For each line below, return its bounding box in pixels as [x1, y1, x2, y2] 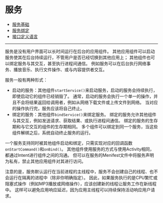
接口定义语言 [12, 34, 38, 39]
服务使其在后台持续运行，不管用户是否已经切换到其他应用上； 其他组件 [5, 54, 147, 60]
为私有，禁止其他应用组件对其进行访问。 [5, 158, 86, 164]
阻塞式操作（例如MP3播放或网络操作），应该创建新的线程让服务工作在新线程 [5, 181, 157, 186]
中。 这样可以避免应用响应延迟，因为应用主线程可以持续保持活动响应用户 [5, 186, 151, 192]
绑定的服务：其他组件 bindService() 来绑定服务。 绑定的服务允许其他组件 [12, 111, 157, 117]
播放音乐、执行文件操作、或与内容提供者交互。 [13, 67, 107, 72]
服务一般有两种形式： [5, 77, 48, 83]
